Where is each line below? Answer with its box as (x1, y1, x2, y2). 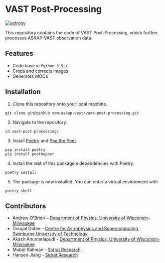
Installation (5, 88, 41, 96)
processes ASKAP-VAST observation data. (5, 35, 93, 41)
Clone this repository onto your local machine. (12, 101, 108, 107)
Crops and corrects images (12, 68, 69, 74)
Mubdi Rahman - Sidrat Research (12, 247, 81, 253)
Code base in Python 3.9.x (12, 62, 68, 68)
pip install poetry (5, 147, 46, 152)
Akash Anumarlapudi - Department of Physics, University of (12, 236, 136, 242)
